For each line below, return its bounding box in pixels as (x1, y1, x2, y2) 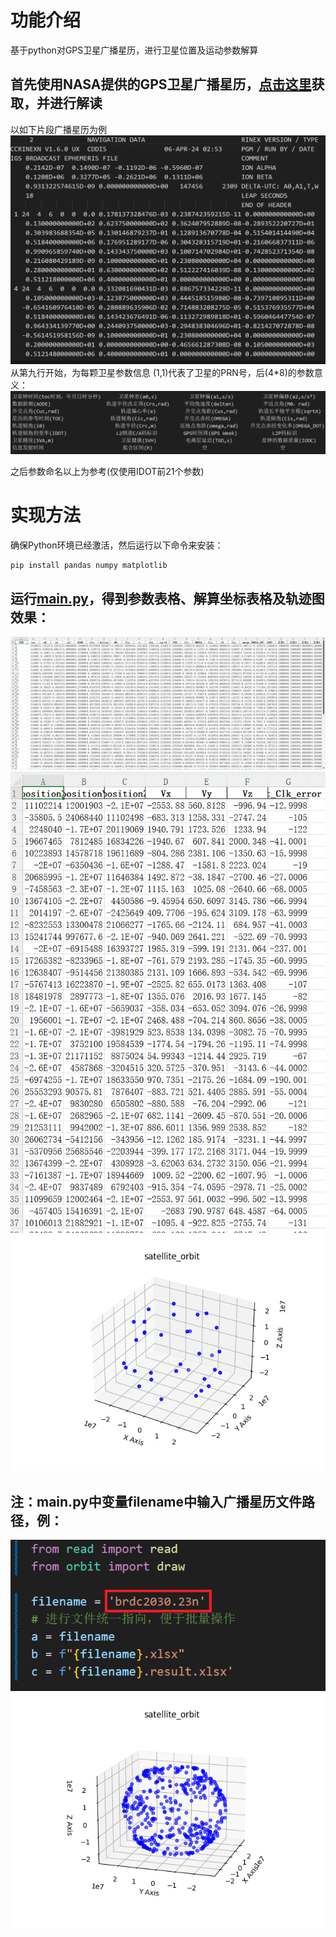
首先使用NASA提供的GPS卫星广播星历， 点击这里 (10, 76, 312, 93)
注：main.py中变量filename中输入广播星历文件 (10, 1493, 302, 1510)
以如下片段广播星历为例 (10, 123, 107, 135)
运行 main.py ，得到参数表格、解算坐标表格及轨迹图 (10, 591, 325, 608)
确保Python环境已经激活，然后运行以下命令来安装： (10, 539, 224, 551)
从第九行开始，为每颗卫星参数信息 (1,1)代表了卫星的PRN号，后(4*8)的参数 (10, 367, 315, 379)
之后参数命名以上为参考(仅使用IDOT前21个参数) (10, 465, 205, 477)
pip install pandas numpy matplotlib (10, 560, 168, 570)
